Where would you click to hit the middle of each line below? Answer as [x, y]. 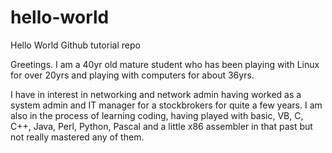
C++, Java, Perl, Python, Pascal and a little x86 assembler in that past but [161, 126]
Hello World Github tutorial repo [75, 45]
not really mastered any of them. [77, 137]
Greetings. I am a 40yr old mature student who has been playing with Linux [165, 64]
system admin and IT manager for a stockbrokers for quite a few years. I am [166, 105]
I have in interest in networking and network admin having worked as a [156, 94]
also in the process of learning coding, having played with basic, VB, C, [157, 115]
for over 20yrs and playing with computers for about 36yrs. [132, 75]
